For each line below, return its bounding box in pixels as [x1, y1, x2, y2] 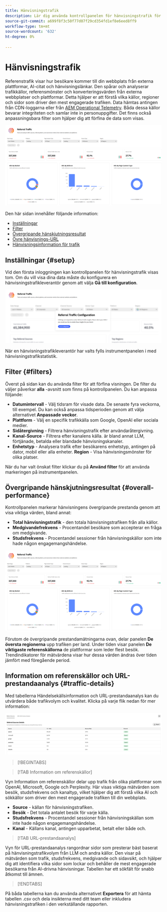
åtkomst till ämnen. [5, 871, 44, 877]
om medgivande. [12, 530, 47, 536]
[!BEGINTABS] [17, 760, 47, 765]
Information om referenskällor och [5, 672, 113, 680]
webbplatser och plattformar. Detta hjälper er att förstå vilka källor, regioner [5, 94, 160, 100]
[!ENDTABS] [17, 881, 42, 887]
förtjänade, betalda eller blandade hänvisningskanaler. [12, 438, 124, 444]
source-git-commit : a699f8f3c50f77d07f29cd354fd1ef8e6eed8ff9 [5, 18, 137, 23]
